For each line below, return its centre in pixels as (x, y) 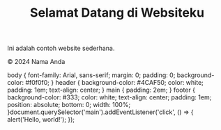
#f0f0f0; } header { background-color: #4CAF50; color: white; (115, 83)
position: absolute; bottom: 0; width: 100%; (69, 105)
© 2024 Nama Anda (36, 62)
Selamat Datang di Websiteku (117, 13)
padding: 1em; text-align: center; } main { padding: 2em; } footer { (101, 90)
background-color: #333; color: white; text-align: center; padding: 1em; (109, 97)
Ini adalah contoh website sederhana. (61, 48)
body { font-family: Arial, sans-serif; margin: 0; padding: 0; (91, 75)
